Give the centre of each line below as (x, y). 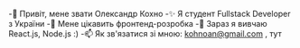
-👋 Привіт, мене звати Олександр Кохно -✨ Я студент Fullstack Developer (150, 14)
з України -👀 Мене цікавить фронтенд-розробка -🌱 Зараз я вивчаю (138, 24)
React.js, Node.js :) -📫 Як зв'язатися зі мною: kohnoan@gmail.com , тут (145, 34)
